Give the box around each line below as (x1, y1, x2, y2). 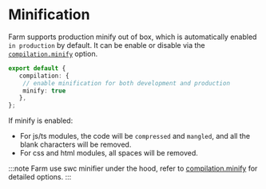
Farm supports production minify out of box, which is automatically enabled (8, 32, 257, 41)
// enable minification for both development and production (22, 79, 230, 87)
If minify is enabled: (8, 116, 73, 125)
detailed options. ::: (8, 172, 72, 182)
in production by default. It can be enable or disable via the (8, 40, 205, 49)
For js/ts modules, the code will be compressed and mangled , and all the (19, 132, 250, 141)
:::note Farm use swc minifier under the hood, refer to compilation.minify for (8, 163, 258, 173)
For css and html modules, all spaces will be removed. (19, 148, 198, 158)
